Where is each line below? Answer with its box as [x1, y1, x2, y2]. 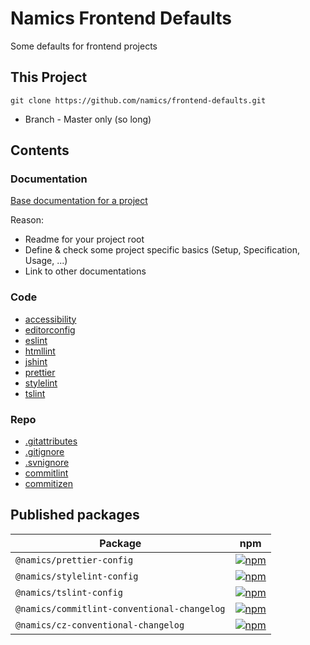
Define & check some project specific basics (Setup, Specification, [24, 244, 300, 256]
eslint [24, 334, 48, 346]
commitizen [24, 478, 74, 490]
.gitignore [24, 446, 65, 458]
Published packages [10, 507, 140, 524]
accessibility [24, 313, 77, 325]
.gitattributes [24, 435, 78, 447]
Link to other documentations [24, 265, 147, 277]
